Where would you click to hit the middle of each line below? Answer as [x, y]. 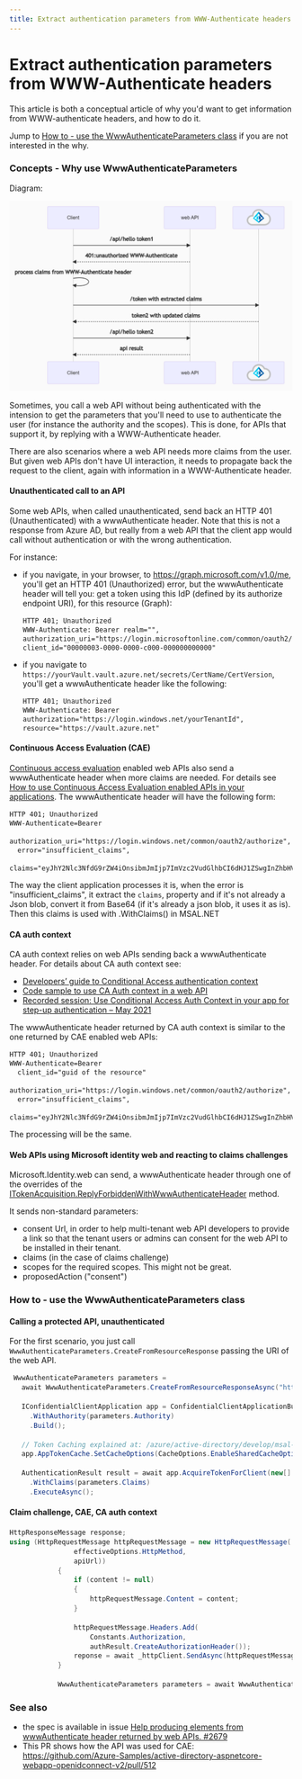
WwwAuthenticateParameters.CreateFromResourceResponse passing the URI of [149, 1351]
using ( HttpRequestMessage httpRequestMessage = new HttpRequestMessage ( [151, 1542]
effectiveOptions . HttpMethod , [130, 1551]
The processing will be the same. [71, 1135]
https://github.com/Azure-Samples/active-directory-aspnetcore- [142, 1756]
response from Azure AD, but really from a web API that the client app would [151, 530]
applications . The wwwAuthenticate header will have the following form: [142, 796]
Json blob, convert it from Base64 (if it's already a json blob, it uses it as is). [150, 903]
